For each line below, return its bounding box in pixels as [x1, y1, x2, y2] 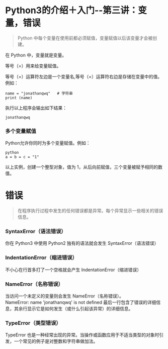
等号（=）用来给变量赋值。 [5, 63, 61, 69]
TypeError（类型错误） [5, 319, 61, 326]
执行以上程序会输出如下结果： [5, 105, 67, 111]
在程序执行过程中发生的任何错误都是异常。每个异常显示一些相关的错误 [17, 208, 163, 214]
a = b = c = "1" [5, 155, 39, 160]
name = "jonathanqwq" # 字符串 [5, 91, 73, 96]
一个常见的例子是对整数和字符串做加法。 [14, 338, 98, 344]
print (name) [5, 95, 33, 100]
